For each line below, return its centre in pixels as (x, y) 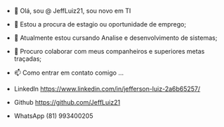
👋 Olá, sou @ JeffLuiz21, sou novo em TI (72, 11)
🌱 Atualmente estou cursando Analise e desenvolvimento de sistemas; (116, 38)
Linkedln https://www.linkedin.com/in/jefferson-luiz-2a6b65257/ (107, 89)
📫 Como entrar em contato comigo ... (69, 73)
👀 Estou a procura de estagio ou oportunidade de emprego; (100, 24)
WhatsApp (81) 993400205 (53, 116)
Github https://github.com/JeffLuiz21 (67, 102)
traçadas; (28, 59)
